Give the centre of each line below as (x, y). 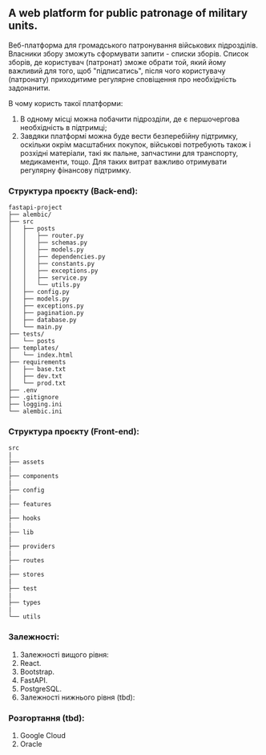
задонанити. (29, 88)
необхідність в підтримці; (63, 127)
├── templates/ (34, 349)
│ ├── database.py (43, 320)
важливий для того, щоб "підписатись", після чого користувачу (117, 71)
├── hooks (25, 518)
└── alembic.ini (35, 412)
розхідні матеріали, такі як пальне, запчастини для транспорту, (129, 153)
